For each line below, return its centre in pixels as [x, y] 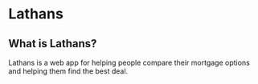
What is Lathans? [53, 44]
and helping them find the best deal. [68, 71]
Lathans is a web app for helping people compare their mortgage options [129, 62]
